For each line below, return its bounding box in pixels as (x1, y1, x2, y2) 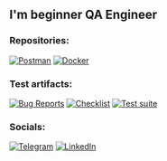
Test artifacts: (9, 77, 73, 90)
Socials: (9, 120, 46, 133)
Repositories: (9, 34, 70, 47)
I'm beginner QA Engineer (9, 7, 158, 23)
